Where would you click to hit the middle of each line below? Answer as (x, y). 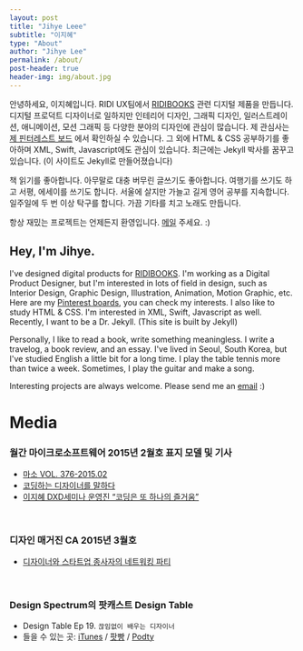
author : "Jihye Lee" (49, 52)
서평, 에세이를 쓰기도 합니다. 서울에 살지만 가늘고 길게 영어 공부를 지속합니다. (154, 191)
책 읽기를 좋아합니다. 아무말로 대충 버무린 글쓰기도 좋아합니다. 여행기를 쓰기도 (146, 180)
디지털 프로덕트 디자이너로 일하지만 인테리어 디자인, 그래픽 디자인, (126, 115)
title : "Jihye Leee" (49, 26)
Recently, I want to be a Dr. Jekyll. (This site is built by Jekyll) (124, 321)
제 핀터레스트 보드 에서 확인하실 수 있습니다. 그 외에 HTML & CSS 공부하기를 (145, 138)
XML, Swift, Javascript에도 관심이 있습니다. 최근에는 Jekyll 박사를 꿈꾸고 (164, 149)
